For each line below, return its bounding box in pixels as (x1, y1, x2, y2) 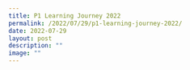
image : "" (8, 49, 42, 57)
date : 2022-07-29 (8, 27, 67, 35)
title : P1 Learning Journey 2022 (8, 11, 121, 20)
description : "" (8, 42, 63, 50)
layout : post (8, 34, 53, 43)
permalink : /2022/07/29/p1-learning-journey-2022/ (8, 19, 183, 27)
